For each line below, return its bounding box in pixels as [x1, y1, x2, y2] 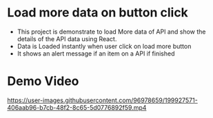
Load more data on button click [7, 5, 188, 21]
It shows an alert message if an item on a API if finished [17, 49, 175, 58]
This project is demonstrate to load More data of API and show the [17, 27, 206, 36]
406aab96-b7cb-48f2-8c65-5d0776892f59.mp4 [7, 103, 147, 111]
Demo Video [7, 73, 79, 89]
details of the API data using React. [17, 34, 117, 43]
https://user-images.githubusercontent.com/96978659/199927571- [7, 96, 198, 104]
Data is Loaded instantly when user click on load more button [17, 42, 192, 50]
